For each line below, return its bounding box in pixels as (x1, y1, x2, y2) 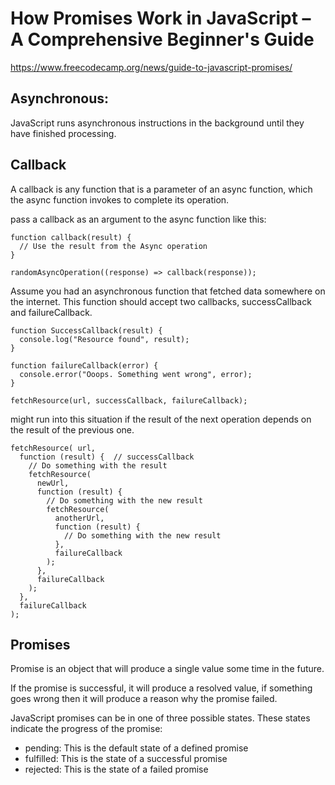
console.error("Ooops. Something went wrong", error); (19, 369, 253, 379)
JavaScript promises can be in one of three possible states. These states (10, 712, 311, 724)
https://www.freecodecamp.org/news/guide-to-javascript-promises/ (10, 61, 293, 73)
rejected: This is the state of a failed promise (24, 763, 209, 776)
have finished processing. (10, 127, 117, 139)
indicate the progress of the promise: (10, 723, 163, 735)
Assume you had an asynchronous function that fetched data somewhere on (10, 285, 326, 297)
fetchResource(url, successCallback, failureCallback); (10, 395, 248, 406)
